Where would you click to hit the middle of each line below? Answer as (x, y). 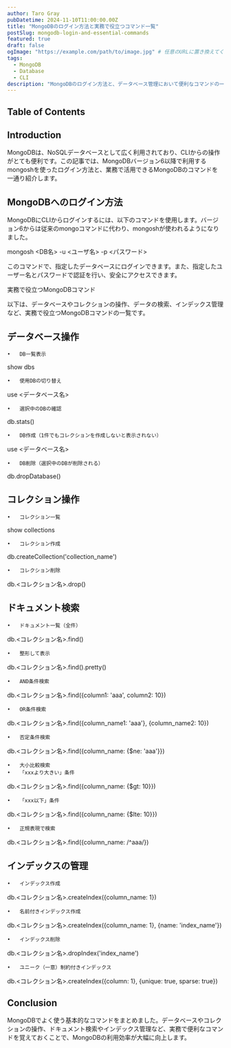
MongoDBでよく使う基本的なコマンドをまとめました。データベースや (106, 1020)
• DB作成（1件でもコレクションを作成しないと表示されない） (85, 436)
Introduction (34, 135)
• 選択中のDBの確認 (34, 409)
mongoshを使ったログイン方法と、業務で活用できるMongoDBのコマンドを (113, 170)
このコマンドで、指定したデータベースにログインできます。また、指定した (112, 266)
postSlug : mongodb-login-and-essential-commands (78, 33)
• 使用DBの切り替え (34, 381)
